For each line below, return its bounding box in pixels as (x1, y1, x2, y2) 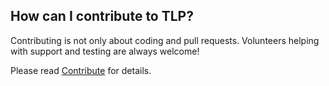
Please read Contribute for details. (10, 64, 152, 76)
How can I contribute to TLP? (10, 8, 194, 25)
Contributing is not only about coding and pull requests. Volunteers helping (10, 34, 320, 46)
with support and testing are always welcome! (10, 45, 200, 57)
